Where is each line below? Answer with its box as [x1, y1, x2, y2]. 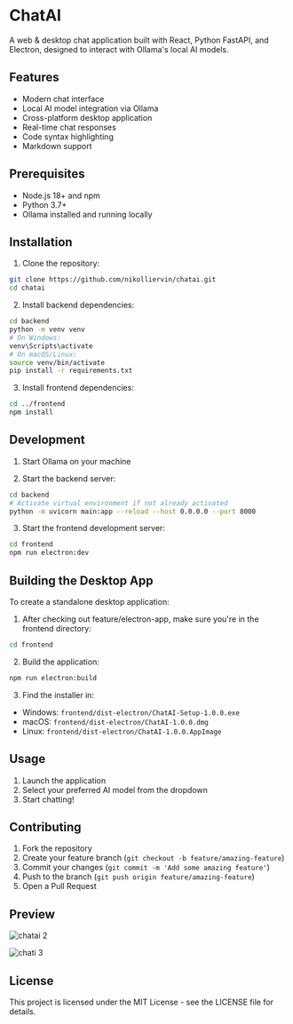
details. [9, 1006, 36, 1017]
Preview [9, 907, 56, 922]
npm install [9, 408, 53, 417]
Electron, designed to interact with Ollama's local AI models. [9, 44, 229, 54]
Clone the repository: [21, 258, 100, 269]
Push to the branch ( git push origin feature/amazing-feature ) [21, 871, 255, 882]
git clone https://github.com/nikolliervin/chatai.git [9, 275, 217, 284]
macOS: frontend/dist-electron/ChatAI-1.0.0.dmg [21, 716, 209, 726]
